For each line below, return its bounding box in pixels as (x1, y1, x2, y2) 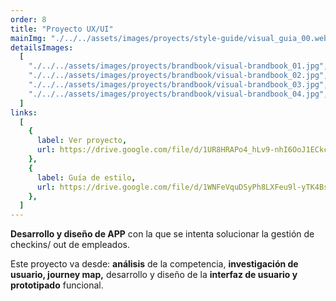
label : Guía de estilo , (36, 172, 137, 183)
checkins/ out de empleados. (10, 239, 130, 251)
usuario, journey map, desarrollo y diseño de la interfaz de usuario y (10, 269, 298, 281)
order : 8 (10, 14, 47, 25)
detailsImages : (10, 42, 74, 53)
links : (10, 107, 38, 118)
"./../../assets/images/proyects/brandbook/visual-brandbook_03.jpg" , (28, 80, 329, 90)
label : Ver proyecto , (36, 136, 128, 146)
